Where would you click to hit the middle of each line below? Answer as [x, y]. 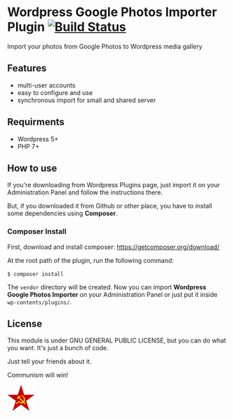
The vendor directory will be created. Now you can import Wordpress [107, 287]
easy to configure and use [55, 92]
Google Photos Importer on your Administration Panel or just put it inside [112, 294]
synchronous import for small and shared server [87, 100]
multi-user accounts [46, 85]
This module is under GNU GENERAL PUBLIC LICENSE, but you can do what [117, 340]
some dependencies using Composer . [62, 213]
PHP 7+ [28, 146]
